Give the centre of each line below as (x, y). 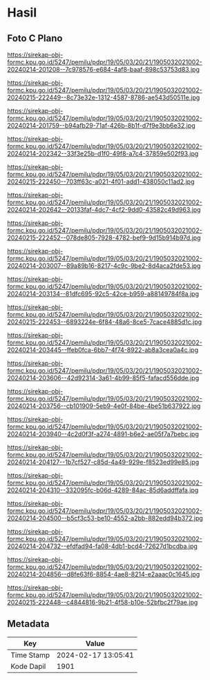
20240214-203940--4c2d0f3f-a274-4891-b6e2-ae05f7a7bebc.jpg (103, 434)
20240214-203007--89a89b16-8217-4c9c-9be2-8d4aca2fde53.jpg (104, 266)
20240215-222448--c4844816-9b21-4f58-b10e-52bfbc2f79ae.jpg (103, 602)
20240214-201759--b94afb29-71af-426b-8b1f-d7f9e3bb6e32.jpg (101, 125)
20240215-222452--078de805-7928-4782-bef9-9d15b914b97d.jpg (104, 237)
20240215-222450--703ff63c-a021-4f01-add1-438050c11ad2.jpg (101, 182)
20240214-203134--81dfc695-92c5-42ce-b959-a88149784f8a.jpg (103, 294)
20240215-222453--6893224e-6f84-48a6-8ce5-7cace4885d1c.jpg (105, 322)
